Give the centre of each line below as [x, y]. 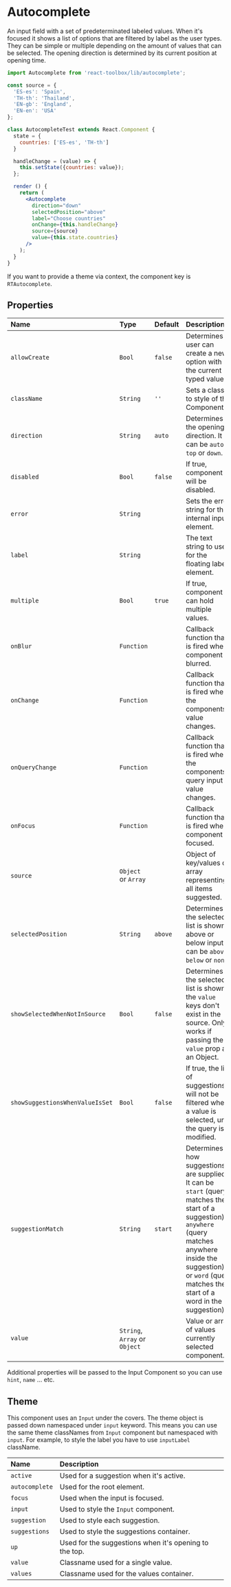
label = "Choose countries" [69, 218]
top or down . [204, 453]
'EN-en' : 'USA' [35, 111]
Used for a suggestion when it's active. [122, 1476]
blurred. [198, 664]
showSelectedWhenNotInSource [58, 1014]
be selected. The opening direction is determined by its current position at [112, 53]
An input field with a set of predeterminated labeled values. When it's [105, 31]
